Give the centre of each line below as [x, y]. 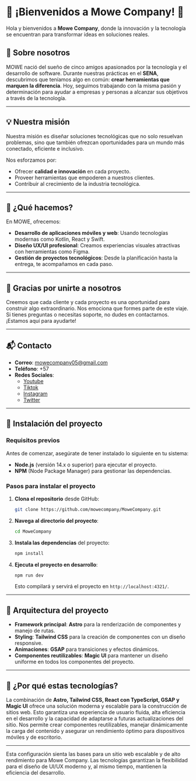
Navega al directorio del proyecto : [57, 520]
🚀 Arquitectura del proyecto [57, 610]
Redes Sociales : [34, 375]
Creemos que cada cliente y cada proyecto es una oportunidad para [88, 302]
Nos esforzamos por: [32, 160]
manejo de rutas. [35, 631]
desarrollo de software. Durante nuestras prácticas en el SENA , [82, 73]
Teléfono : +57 [32, 369]
